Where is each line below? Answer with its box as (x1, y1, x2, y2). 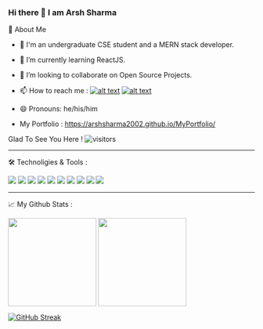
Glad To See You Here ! (8, 135, 84, 144)
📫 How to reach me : (19, 86, 88, 96)
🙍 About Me (8, 25, 47, 34)
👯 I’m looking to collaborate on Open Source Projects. (19, 70, 193, 80)
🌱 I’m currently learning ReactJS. (19, 55, 126, 65)
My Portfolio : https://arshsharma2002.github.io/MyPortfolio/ (19, 119, 216, 128)
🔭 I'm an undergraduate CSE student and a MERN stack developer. (19, 40, 235, 49)
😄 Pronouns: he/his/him (19, 104, 98, 114)
